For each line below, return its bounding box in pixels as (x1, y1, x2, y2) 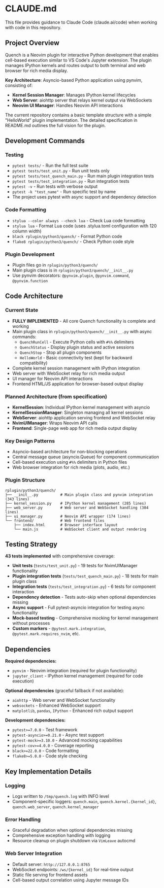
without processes (12, 620, 50, 626)
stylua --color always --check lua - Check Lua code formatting (12, 217, 145, 223)
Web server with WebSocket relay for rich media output (12, 370, 125, 376)
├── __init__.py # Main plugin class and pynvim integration (5, 492, 153, 497)
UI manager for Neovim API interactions (12, 376, 93, 381)
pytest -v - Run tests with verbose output (12, 183, 98, 190)
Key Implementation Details (5, 767, 92, 776)
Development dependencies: (5, 717, 66, 723)
